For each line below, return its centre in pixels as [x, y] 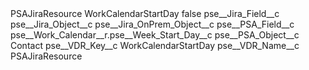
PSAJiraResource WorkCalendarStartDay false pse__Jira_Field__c [145, 13]
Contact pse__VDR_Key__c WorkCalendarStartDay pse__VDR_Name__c [155, 45]
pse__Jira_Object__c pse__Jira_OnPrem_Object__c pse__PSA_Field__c [152, 24]
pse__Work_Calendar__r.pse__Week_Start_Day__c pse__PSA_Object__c [155, 35]
